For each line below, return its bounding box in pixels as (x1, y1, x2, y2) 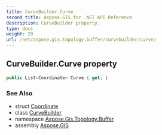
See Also (6, 89, 33, 97)
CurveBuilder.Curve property (6, 59, 118, 69)
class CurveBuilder (14, 109, 62, 116)
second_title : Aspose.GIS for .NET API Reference (6, 14, 133, 20)
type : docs (6, 25, 33, 32)
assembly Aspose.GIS (14, 121, 69, 129)
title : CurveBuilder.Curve (6, 8, 74, 15)
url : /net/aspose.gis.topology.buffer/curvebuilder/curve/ (6, 37, 157, 43)
